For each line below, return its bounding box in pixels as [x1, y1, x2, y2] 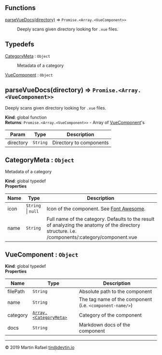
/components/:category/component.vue [46, 234, 137, 241]
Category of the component [79, 312, 142, 319]
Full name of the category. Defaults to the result [46, 216, 155, 223]
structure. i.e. [46, 228, 77, 235]
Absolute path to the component [79, 288, 152, 295]
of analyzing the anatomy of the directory [46, 222, 141, 228]
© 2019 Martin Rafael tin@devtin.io [5, 344, 75, 351]
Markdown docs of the [79, 322, 130, 328]
